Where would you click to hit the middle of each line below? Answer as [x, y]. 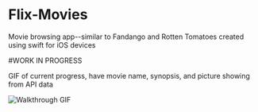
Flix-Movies [48, 15]
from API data [31, 84]
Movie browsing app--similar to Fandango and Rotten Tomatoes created [126, 37]
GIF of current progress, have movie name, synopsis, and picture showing [129, 75]
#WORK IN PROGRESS [45, 60]
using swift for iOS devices [52, 44]
